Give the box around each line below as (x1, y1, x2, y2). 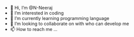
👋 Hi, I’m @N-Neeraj (10, 5, 52, 10)
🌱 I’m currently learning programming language (10, 15, 110, 21)
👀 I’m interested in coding (10, 10, 64, 16)
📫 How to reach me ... (10, 26, 58, 32)
